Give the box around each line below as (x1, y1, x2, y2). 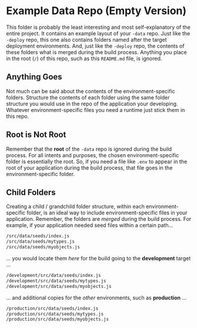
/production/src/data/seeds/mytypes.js (6, 311, 104, 317)
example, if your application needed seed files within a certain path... (6, 222, 173, 229)
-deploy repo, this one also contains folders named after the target (6, 36, 167, 43)
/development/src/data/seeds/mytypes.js (6, 278, 107, 284)
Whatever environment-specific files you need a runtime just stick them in (6, 106, 185, 113)
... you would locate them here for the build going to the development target (6, 255, 191, 261)
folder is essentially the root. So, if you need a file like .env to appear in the (6, 158, 188, 165)
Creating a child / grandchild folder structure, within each (6, 203, 145, 210)
